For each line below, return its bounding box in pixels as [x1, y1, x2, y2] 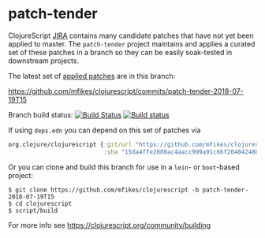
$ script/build [8, 206, 58, 214]
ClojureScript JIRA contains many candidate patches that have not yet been [8, 31, 254, 40]
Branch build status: [8, 110, 73, 119]
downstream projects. [8, 56, 80, 65]
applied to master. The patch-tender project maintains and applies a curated [8, 39, 256, 48]
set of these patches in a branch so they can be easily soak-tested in [8, 47, 233, 57]
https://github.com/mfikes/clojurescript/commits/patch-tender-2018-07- [8, 86, 244, 95]
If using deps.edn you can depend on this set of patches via [8, 125, 201, 135]
